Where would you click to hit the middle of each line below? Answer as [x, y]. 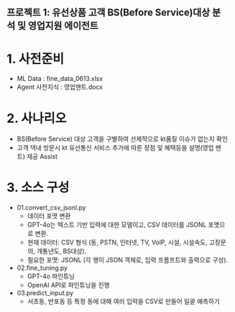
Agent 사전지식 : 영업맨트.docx [60, 87]
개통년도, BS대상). [62, 251]
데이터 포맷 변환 [49, 216]
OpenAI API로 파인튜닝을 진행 [68, 285]
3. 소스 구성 [38, 188]
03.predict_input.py [45, 293]
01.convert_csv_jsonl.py [51, 208]
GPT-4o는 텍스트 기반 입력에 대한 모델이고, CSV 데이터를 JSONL [117, 225]
